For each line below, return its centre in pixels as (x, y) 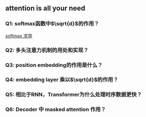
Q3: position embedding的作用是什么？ (54, 65)
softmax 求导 (19, 35)
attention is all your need (45, 8)
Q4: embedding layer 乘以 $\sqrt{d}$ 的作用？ (62, 80)
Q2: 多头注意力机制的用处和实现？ (47, 50)
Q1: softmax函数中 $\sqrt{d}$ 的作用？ (52, 24)
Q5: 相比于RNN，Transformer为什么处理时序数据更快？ (74, 95)
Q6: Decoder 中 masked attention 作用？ (56, 109)
